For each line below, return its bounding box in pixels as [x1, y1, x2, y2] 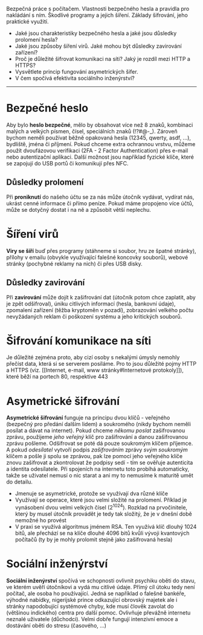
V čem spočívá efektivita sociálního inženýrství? [14, 75, 135, 81]
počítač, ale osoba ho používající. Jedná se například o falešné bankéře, [6, 590, 186, 597]
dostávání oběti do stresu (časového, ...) [6, 622, 107, 629]
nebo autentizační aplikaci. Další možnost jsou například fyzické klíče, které [6, 153, 195, 161]
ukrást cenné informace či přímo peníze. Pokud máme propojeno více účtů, [6, 199, 194, 207]
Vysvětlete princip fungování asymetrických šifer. [14, 68, 138, 75]
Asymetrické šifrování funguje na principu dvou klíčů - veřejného [6, 414, 170, 421]
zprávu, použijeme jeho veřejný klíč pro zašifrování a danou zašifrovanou [6, 433, 188, 441]
